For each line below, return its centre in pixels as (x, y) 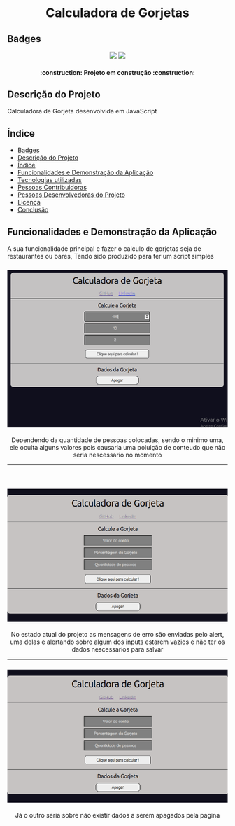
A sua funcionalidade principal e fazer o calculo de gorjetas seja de (104, 249)
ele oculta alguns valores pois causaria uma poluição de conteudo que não (117, 448)
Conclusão (33, 210)
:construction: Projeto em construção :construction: (117, 72)
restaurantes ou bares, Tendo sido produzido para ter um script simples (111, 256)
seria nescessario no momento (117, 455)
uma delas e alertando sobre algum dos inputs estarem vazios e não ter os (117, 642)
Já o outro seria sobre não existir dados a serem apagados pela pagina (117, 815)
